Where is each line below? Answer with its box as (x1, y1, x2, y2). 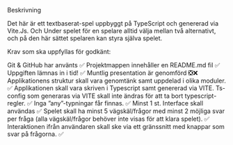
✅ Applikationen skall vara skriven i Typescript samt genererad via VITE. (7, 84, 214, 92)
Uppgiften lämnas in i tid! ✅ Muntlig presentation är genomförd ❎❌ (7, 69, 198, 77)
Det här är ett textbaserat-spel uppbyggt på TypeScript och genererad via (7, 19, 219, 27)
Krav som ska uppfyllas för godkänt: (7, 48, 111, 56)
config (7, 92, 26, 100)
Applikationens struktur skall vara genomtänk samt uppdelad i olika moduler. (7, 76, 226, 85)
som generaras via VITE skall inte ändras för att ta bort (26, 92, 184, 100)
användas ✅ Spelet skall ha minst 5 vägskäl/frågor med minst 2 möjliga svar (7, 107, 225, 115)
